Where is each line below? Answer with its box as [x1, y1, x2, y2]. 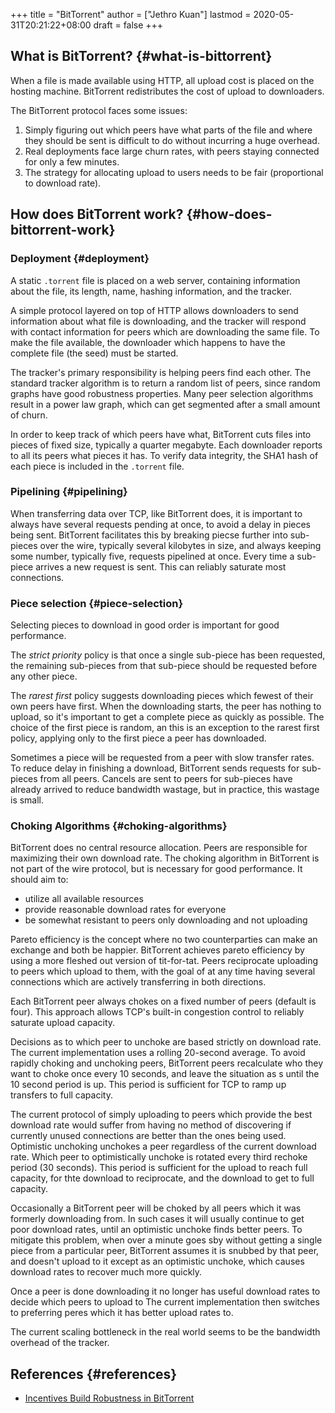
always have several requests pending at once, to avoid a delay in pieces [10, 518, 311, 530]
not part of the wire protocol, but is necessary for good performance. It [10, 863, 303, 875]
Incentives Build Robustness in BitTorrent [24, 1392, 195, 1404]
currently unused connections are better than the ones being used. [10, 1130, 287, 1142]
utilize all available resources [24, 893, 144, 905]
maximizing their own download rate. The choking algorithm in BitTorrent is [10, 852, 320, 864]
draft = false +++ [93, 19, 164, 31]
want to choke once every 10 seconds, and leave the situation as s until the [10, 1068, 320, 1080]
